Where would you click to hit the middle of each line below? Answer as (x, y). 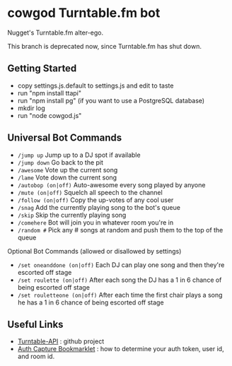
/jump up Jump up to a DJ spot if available (79, 155)
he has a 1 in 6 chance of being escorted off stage (91, 302)
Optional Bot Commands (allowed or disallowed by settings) (94, 251)
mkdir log (31, 108)
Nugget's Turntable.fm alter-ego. (56, 33)
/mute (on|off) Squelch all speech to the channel (90, 192)
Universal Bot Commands (65, 138)
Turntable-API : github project (61, 341)
